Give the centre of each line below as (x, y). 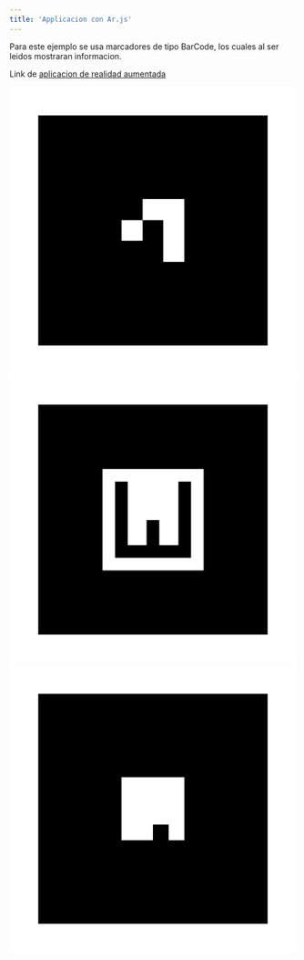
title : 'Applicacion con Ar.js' (71, 19)
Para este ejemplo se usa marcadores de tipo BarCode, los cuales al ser (144, 47)
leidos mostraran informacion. (66, 56)
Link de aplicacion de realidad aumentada (88, 74)
